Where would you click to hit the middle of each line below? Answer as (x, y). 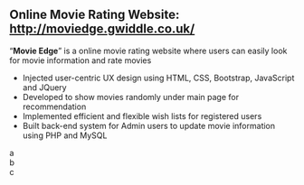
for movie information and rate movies (81, 60)
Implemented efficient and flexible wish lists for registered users (142, 116)
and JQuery (44, 87)
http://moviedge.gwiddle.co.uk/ (102, 29)
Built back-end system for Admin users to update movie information (149, 125)
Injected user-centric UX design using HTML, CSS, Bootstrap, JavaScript (158, 78)
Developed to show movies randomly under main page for (131, 97)
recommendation (54, 106)
